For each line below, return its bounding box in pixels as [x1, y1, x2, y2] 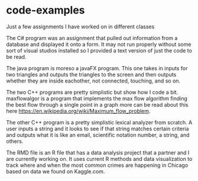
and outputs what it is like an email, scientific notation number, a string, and [6, 131, 190, 139]
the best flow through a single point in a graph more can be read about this [6, 101, 189, 108]
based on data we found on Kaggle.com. [6, 167, 105, 175]
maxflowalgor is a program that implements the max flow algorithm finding [6, 95, 188, 102]
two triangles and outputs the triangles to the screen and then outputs [6, 71, 177, 78]
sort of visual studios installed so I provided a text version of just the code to [6, 47, 192, 54]
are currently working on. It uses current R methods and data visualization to [6, 155, 193, 162]
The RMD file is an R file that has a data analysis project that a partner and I [6, 149, 190, 156]
